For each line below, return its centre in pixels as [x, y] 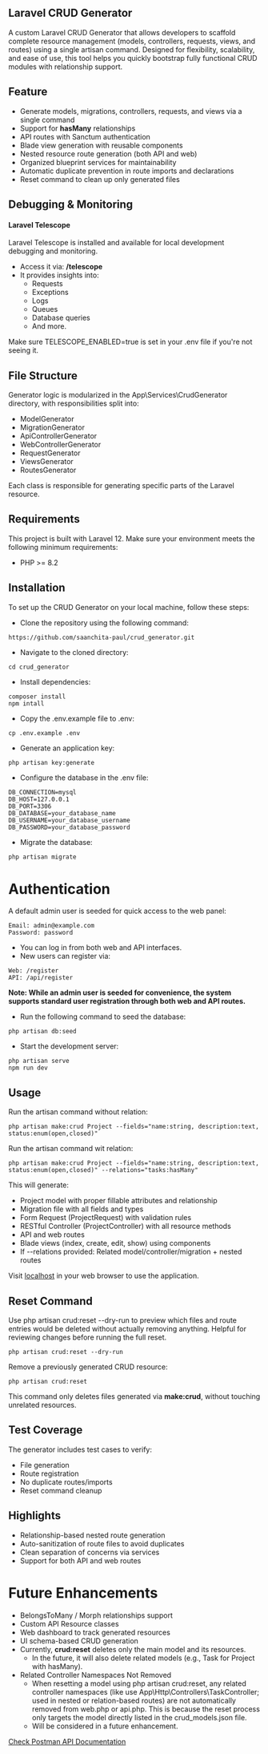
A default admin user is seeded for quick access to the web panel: [117, 911]
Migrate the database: [56, 842]
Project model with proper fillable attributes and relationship [118, 1201]
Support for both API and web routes [80, 1560]
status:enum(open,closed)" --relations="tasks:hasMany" [103, 1170]
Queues [45, 309]
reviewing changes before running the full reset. [88, 1337]
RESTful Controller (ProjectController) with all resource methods [126, 1227]
